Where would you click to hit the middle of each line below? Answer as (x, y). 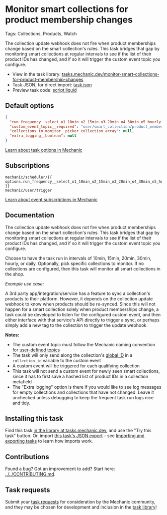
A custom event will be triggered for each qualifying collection (76, 366)
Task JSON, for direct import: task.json (52, 85)
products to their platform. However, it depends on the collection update (79, 298)
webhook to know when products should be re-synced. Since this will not (80, 304)
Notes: (12, 335)
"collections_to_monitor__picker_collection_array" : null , (72, 131)
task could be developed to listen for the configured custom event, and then (83, 314)
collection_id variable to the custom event (57, 360)
